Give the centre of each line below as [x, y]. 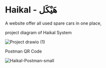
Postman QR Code [24, 51]
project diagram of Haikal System [38, 32]
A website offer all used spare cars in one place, [53, 23]
